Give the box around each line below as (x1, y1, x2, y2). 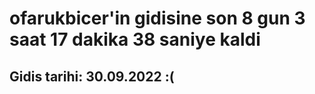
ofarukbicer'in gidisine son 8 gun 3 (9, 7, 306, 30)
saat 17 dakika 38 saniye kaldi (9, 28, 261, 51)
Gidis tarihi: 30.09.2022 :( (9, 68, 175, 85)
